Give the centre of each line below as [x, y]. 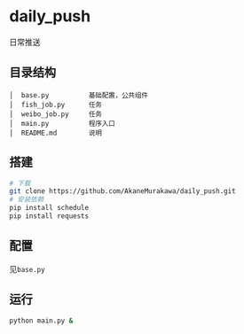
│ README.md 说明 [55, 133]
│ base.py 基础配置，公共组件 [79, 95]
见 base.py [28, 268]
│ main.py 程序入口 [62, 123]
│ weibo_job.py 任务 [55, 114]
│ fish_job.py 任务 [55, 105]
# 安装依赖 [27, 200]
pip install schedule [49, 208]
